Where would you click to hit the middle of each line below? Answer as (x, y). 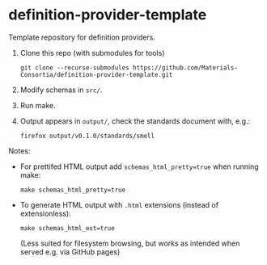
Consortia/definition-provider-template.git (96, 74)
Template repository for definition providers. (82, 37)
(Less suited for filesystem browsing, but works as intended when (130, 243)
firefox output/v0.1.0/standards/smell (87, 136)
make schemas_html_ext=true (67, 228)
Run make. (38, 105)
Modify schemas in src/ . (61, 90)
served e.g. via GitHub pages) (70, 251)
